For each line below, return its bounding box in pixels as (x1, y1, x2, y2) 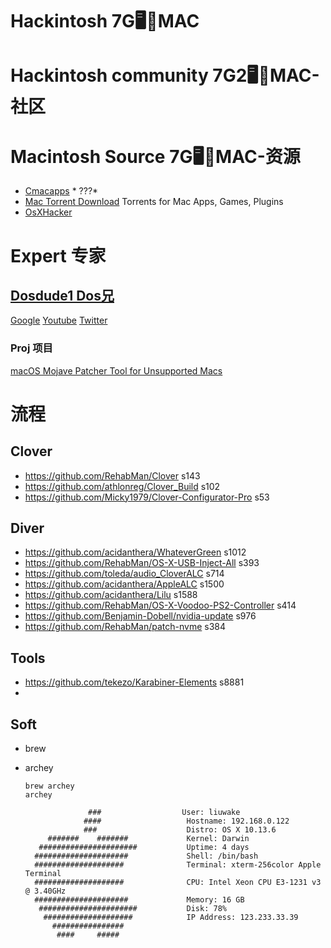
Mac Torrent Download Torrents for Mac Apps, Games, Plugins (24, 196, 284, 208)
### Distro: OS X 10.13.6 (83, 825, 277, 835)
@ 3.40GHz (24, 886, 67, 897)
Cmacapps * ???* (24, 185, 99, 197)
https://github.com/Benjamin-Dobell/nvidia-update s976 (24, 610, 257, 622)
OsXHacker (24, 206, 73, 218)
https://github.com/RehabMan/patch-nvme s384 (24, 621, 227, 633)
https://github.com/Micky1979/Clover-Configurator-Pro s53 (24, 491, 270, 503)
